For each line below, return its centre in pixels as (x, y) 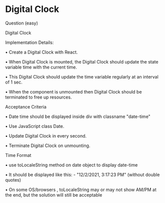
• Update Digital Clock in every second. (46, 135)
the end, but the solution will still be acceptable (54, 195)
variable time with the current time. (41, 67)
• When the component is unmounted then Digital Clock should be (73, 91)
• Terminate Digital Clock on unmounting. (48, 145)
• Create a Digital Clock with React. (41, 52)
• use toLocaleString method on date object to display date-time (71, 165)
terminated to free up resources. (38, 97)
